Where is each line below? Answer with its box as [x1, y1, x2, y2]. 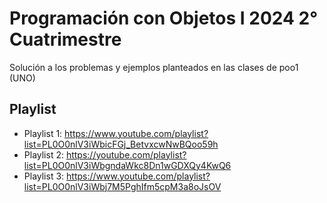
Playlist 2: [23, 148, 64, 161]
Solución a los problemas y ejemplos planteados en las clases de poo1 [9, 61, 299, 73]
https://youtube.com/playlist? [65, 148, 187, 161]
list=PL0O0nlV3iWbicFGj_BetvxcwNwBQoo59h [23, 138, 219, 150]
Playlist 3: [23, 170, 65, 182]
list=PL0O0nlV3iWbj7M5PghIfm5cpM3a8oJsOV [23, 180, 222, 192]
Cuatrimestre [9, 28, 122, 51]
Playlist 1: [23, 127, 63, 139]
